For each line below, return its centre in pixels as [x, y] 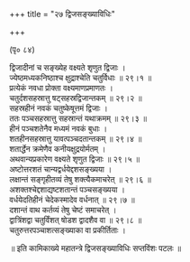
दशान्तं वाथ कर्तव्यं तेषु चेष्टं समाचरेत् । [63, 210]
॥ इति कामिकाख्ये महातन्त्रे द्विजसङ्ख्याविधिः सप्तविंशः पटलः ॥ [95, 248]
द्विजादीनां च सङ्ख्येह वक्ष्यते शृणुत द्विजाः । [68, 67]
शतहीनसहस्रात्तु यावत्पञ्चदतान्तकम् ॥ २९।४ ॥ [76, 139]
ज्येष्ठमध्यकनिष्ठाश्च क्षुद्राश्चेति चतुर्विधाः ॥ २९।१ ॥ [81, 78]
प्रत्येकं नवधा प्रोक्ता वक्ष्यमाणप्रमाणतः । [62, 88]
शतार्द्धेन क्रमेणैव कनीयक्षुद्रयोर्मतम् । [58, 149]
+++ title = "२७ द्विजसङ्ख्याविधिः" [62, 14]
